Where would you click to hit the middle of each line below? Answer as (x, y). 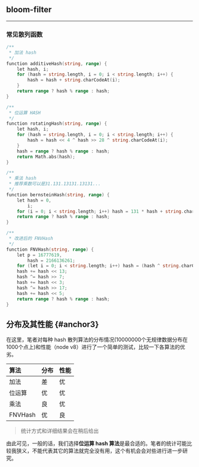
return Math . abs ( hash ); (46, 157)
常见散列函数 (25, 34)
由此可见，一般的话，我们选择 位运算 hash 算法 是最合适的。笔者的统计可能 (97, 443)
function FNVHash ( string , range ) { (50, 249)
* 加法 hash (23, 53)
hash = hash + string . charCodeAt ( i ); (74, 80)
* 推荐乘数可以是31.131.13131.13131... (55, 184)
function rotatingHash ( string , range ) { (57, 124)
